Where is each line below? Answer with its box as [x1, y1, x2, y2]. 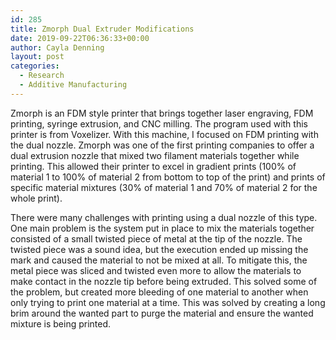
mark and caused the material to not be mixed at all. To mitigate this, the [10, 254, 308, 266]
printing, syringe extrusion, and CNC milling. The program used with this [10, 117, 308, 130]
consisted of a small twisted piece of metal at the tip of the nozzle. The [10, 232, 303, 245]
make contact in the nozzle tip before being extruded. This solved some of [10, 275, 318, 287]
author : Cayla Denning [10, 42, 105, 53]
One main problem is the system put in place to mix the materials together [10, 222, 315, 234]
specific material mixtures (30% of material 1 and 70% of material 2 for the [10, 181, 318, 193]
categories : [10, 61, 60, 71]
